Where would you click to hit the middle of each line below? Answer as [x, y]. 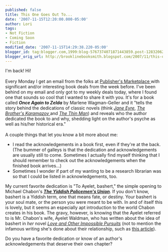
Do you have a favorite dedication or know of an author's [64, 238]
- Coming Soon [20, 38]
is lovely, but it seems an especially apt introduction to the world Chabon [80, 208]
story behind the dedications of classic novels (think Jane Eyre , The [75, 108]
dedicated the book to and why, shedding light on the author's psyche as [80, 119]
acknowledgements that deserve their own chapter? [59, 244]
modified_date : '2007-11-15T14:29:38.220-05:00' [57, 47]
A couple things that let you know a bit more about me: [61, 135]
